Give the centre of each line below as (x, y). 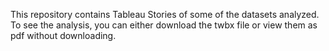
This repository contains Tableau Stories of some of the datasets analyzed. (165, 14)
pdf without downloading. (63, 35)
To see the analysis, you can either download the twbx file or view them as (164, 25)
